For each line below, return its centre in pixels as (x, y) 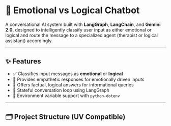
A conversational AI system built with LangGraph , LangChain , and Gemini (83, 24)
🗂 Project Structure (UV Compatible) (65, 117)
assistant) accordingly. (29, 41)
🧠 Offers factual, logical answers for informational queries (73, 85)
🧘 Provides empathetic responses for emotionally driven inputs (79, 79)
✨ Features (23, 61)
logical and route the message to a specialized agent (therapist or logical (81, 35)
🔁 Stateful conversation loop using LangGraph (61, 90)
